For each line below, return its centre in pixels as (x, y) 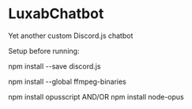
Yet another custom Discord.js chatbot (71, 36)
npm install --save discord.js (55, 66)
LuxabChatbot (56, 14)
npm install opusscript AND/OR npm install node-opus (96, 96)
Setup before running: (44, 51)
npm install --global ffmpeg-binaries (67, 81)
